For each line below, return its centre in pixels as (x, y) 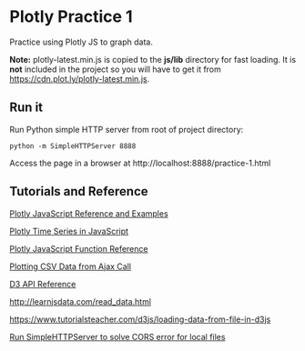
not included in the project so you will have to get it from (115, 69)
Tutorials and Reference (79, 191)
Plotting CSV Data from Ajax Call (71, 266)
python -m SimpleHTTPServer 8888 (73, 146)
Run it (26, 108)
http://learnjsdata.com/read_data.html (81, 301)
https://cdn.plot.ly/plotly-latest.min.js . (80, 78)
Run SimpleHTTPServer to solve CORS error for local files (117, 336)
